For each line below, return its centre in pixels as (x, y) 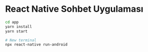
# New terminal (21, 40)
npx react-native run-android (37, 45)
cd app (12, 22)
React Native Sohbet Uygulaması (74, 9)
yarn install (19, 26)
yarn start (16, 31)
